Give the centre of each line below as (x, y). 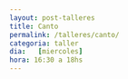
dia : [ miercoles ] (46, 52)
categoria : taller (44, 43)
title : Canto (34, 26)
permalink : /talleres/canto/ (64, 35)
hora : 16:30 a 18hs (46, 60)
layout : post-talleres (52, 18)
